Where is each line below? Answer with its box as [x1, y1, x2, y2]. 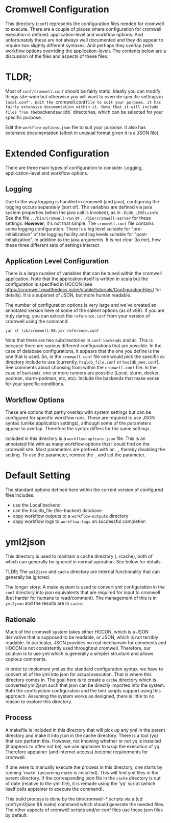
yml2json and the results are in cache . [5, 600, 83, 606]
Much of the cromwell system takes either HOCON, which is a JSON [5, 628, 149, 635]
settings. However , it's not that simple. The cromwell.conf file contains [5, 220, 154, 226]
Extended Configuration [5, 147, 110, 159]
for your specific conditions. [5, 381, 65, 387]
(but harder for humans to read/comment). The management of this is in [5, 595, 157, 601]
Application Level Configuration [5, 257, 109, 266]
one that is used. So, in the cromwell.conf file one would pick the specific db [5, 353, 165, 360]
